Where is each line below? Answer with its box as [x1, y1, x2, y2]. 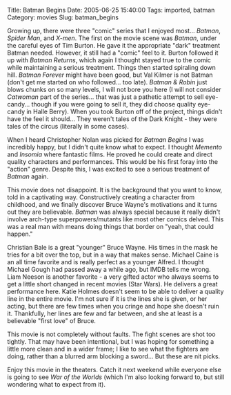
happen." [7, 230, 33, 238]
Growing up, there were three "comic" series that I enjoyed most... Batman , [7, 27, 221, 35]
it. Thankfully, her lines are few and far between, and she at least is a [7, 309, 203, 318]
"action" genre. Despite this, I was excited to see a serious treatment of [7, 165, 210, 173]
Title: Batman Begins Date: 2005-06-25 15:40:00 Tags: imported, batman [7, 6, 215, 14]
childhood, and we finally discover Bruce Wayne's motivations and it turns [7, 201, 217, 208]
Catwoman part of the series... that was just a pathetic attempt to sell [7, 93, 204, 101]
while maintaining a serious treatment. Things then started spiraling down [7, 64, 216, 71]
